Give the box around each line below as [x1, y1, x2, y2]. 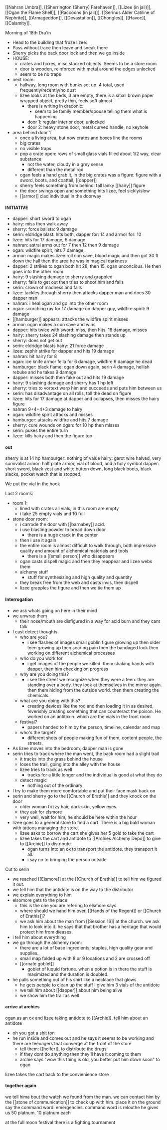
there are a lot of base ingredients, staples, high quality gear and [19, 944, 153, 950]
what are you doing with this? [19, 698, 81, 704]
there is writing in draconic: [27, 103, 84, 109]
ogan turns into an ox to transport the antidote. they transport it [27, 846, 158, 852]
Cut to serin [5, 866, 29, 872]
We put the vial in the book [5, 481, 60, 487]
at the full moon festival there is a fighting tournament [5, 1120, 116, 1126]
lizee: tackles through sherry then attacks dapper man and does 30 [12, 290, 151, 296]
